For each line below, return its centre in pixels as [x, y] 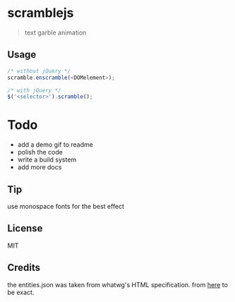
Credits [24, 268]
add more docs [40, 167]
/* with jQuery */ [34, 90]
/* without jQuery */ [39, 71]
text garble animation [55, 32]
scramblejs [41, 13]
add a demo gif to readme [55, 145]
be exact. [21, 292]
